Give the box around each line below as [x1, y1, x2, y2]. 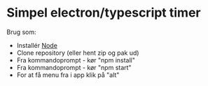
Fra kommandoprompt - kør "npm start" [16, 63, 132, 71]
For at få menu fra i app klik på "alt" [16, 71, 120, 79]
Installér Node [16, 41, 57, 49]
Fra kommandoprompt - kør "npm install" [16, 55, 136, 64]
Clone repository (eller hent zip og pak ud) [16, 49, 139, 57]
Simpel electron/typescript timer [6, 5, 201, 21]
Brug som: [6, 28, 36, 36]
